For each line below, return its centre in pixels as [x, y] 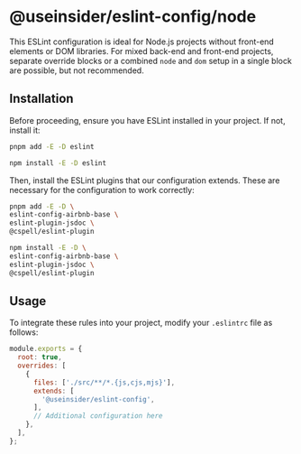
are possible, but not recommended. [77, 70]
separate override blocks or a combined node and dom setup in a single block [151, 60]
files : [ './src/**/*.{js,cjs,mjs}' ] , [104, 382]
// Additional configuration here [98, 416]
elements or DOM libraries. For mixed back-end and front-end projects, [141, 51]
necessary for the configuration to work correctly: [102, 190]
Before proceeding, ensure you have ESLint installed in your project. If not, [147, 120]
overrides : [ [42, 366]
